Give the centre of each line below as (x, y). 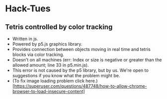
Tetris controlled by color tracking (59, 27)
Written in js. (25, 39)
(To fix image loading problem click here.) (55, 81)
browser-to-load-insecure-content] (49, 91)
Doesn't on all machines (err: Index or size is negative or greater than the (87, 60)
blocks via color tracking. (38, 54)
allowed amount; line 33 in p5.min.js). (50, 65)
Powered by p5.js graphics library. (47, 44)
